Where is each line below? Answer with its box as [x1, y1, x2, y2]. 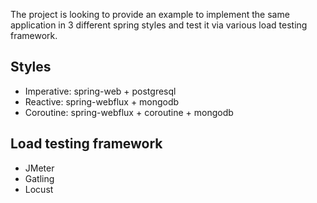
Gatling [24, 172, 55, 184]
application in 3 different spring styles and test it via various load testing [10, 19, 308, 31]
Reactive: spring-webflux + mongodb [24, 95, 180, 108]
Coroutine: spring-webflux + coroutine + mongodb [24, 106, 234, 118]
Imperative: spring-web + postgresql [24, 85, 177, 97]
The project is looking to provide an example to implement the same [10, 9, 290, 20]
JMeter [24, 162, 55, 174]
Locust [24, 183, 54, 195]
